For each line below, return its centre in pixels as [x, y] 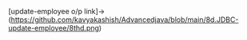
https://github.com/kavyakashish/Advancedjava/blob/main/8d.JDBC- [125, 20]
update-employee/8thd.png [54, 28]
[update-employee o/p [45, 11]
